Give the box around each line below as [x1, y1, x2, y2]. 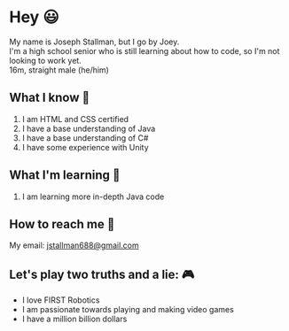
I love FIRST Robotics [21, 295, 100, 305]
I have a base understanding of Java [21, 123, 156, 134]
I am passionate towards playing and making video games [21, 304, 235, 315]
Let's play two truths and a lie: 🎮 [9, 266, 195, 281]
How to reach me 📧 [9, 216, 115, 232]
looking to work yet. [9, 55, 82, 65]
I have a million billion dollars [21, 313, 128, 325]
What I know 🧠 [9, 90, 90, 105]
